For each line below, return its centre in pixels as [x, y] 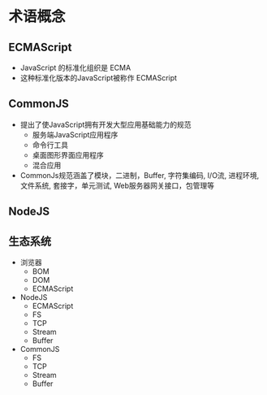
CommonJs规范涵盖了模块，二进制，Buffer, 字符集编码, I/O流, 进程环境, [140, 175]
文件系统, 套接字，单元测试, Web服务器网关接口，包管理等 [117, 185]
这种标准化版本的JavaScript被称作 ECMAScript [98, 78]
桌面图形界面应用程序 [68, 154]
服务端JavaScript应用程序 [75, 134]
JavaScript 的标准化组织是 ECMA [75, 67]
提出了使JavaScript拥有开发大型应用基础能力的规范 [106, 124]
